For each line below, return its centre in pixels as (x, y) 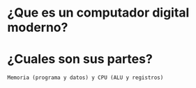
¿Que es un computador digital (98, 13)
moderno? (38, 27)
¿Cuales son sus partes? (80, 59)
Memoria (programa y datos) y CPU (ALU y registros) (85, 78)
